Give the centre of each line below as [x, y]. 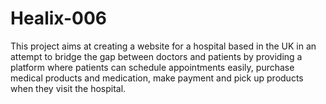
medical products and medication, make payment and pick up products [157, 78]
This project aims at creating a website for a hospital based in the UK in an [163, 46]
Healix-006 [58, 18]
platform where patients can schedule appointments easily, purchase [152, 67]
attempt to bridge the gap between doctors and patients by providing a [156, 56]
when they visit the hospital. [68, 88]
